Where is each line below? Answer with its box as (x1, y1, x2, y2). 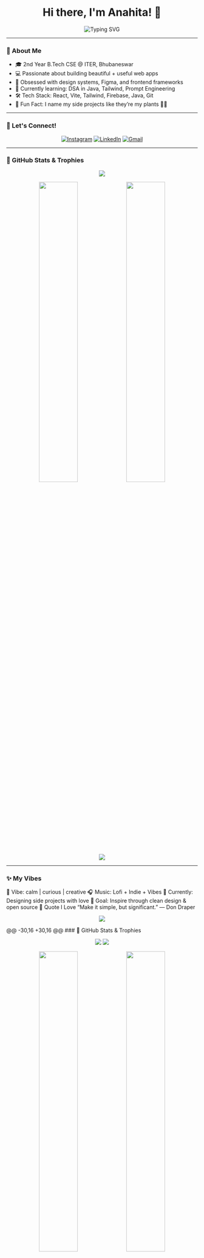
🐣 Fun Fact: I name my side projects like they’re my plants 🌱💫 (15, 100, 168, 108)
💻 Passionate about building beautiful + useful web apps (15, 70, 159, 77)
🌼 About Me (6, 46, 42, 55)
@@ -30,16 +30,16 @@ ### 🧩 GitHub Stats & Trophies (6, 927, 141, 934)
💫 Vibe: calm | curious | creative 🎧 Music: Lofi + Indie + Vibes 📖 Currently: (6, 888, 193, 896)
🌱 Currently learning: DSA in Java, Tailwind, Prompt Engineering (15, 85, 175, 92)
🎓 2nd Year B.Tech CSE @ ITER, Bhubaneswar (15, 61, 134, 68)
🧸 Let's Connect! (6, 122, 56, 130)
